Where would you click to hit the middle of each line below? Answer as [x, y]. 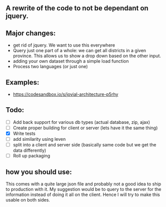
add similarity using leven [39, 139]
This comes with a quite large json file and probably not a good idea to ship [84, 184]
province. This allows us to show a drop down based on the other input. [87, 56]
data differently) [30, 150]
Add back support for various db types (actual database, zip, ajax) [81, 122]
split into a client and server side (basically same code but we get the [85, 145]
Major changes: [31, 33]
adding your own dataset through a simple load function [71, 61]
